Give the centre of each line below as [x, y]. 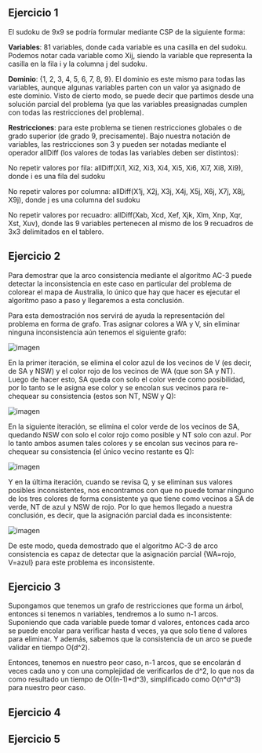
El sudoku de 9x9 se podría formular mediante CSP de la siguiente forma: [127, 31]
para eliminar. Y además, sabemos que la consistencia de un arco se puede [130, 639]
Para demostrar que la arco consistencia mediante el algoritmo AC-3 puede [130, 275]
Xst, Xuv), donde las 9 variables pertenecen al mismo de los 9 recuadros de [131, 223]
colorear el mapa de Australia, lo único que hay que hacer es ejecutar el [124, 292]
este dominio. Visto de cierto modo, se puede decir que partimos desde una [131, 95]
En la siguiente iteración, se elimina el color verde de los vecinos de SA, [124, 426]
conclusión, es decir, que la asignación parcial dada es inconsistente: [120, 515]
